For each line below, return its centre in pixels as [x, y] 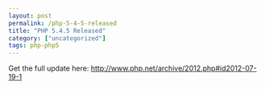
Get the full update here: [49, 68]
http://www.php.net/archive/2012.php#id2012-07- [174, 68]
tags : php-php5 [34, 46]
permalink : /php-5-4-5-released [62, 23]
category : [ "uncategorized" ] [57, 38]
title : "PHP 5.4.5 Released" [57, 30]
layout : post [30, 16]
